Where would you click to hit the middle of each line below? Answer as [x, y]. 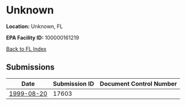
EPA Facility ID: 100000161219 [43, 37]
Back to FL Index [26, 49]
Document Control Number [138, 83]
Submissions [30, 67]
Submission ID [73, 83]
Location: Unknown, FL [35, 26]
